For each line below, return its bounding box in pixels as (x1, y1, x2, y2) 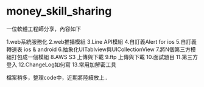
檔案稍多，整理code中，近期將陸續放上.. (6, 74, 108, 81)
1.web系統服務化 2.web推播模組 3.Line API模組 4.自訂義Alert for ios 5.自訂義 (6, 38, 197, 45)
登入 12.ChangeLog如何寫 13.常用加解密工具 (6, 61, 117, 68)
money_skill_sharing (6, 4, 112, 18)
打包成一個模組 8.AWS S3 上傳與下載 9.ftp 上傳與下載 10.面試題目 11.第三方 (11, 53, 199, 60)
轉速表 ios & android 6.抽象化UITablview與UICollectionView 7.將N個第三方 (6, 46, 191, 53)
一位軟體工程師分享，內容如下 (6, 25, 81, 32)
